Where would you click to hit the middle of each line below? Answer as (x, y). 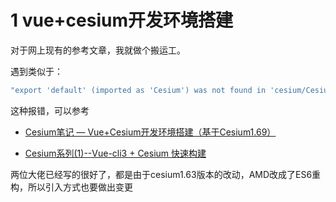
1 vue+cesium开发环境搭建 (122, 20)
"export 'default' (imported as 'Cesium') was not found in (138, 90)
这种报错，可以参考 (50, 110)
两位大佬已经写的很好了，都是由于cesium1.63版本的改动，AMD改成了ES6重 (166, 174)
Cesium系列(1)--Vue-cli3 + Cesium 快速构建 (115, 153)
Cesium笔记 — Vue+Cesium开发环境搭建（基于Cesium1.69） (150, 132)
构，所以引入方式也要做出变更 (71, 187)
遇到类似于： (36, 71)
